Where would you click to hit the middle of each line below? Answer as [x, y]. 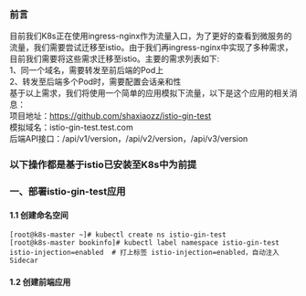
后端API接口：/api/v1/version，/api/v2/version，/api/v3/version [129, 139]
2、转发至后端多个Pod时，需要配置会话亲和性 [95, 82]
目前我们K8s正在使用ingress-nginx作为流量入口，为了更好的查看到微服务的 [151, 36]
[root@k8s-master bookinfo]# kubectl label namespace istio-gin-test [145, 243]
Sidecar [24, 261]
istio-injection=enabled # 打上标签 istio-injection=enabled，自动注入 [145, 253]
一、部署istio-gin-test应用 [68, 192]
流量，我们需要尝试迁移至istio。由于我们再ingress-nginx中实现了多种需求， [151, 48]
